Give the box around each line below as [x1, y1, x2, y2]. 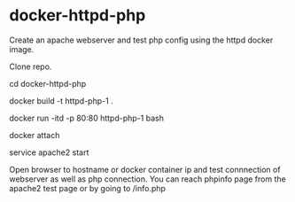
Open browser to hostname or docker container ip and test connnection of [9, 164, 281, 175]
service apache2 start [9, 147, 89, 158]
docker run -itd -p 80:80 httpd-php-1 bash [9, 113, 164, 123]
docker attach [9, 129, 60, 140]
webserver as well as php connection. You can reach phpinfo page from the [9, 174, 286, 184]
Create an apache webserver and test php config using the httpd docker [9, 35, 274, 45]
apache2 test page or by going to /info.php [9, 183, 167, 193]
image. [9, 43, 35, 54]
